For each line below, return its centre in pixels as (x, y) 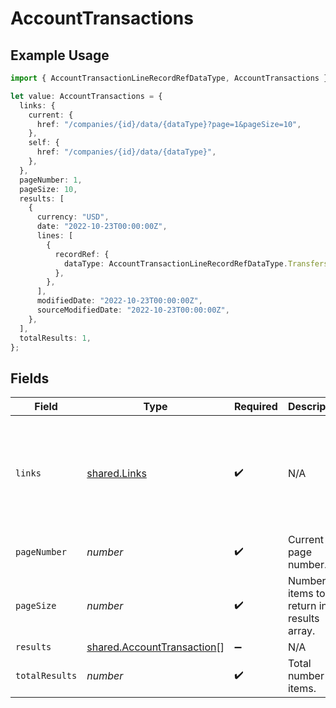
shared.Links (116, 474)
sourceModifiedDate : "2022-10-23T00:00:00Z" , (133, 310)
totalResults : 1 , (55, 338)
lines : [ (55, 236)
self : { (44, 143)
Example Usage (60, 55)
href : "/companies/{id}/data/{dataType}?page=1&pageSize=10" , (169, 124)
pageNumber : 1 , (51, 180)
